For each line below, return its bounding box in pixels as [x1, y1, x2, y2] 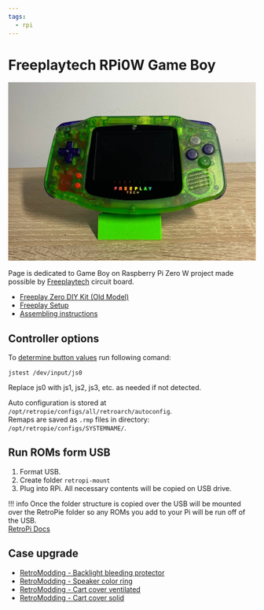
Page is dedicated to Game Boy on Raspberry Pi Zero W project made [8, 269, 234, 278]
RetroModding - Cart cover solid [19, 593, 124, 602]
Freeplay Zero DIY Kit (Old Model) [19, 292, 130, 302]
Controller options [8, 332, 100, 345]
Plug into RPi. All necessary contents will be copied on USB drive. [19, 483, 232, 493]
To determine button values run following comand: [8, 353, 171, 362]
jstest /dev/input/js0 [8, 369, 82, 377]
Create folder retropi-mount [19, 475, 111, 485]
